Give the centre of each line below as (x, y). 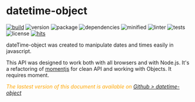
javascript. (19, 51)
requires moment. (27, 75)
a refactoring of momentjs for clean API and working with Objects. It (89, 68)
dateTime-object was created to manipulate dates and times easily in (90, 45)
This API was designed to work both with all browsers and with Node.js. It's (98, 62)
